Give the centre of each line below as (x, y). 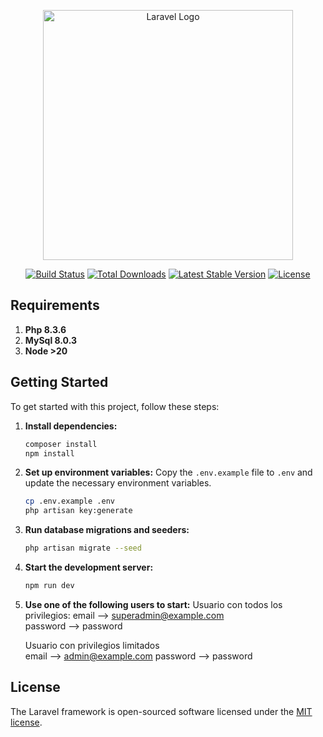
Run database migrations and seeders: (107, 530)
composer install (61, 444)
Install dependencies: (71, 426)
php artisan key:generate (78, 511)
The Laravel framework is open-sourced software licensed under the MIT (161, 711)
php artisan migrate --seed (83, 548)
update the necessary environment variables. (118, 483)
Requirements (55, 305)
